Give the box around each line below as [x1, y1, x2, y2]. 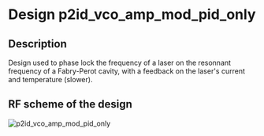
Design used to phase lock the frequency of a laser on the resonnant [8, 58, 231, 67]
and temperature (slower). [8, 75, 93, 84]
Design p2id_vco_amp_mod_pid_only [8, 6, 256, 24]
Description [8, 37, 67, 51]
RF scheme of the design [8, 97, 132, 111]
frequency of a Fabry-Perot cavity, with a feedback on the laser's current [8, 66, 246, 76]
